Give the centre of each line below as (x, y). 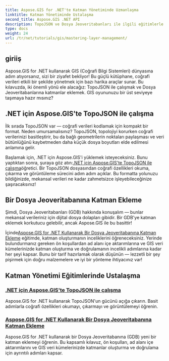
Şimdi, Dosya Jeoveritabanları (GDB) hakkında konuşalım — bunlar (74, 212)
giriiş (13, 59)
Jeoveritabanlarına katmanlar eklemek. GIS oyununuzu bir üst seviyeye (79, 92)
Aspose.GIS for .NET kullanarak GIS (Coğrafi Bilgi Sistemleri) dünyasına (79, 71)
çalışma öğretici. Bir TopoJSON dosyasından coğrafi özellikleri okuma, (77, 168)
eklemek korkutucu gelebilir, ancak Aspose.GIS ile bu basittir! (69, 223)
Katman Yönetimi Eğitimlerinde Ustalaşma (73, 276)
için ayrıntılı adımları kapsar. (34, 353)
